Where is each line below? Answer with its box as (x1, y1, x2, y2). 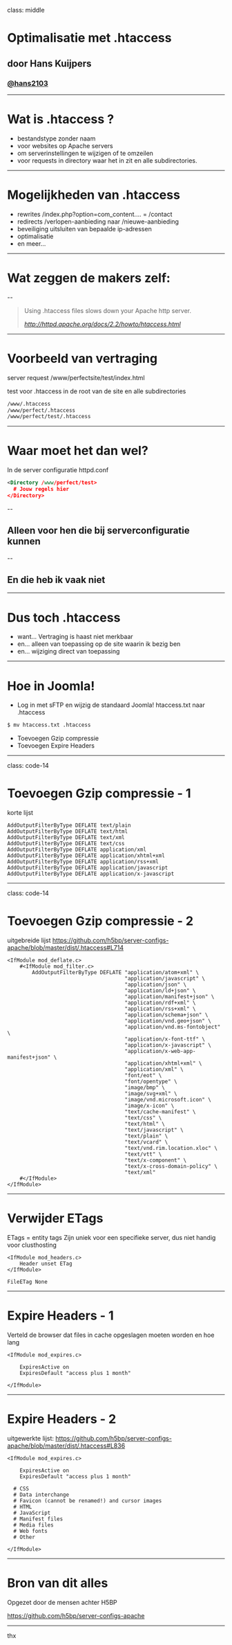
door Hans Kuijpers (7, 57, 92, 69)
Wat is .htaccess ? (7, 111, 115, 127)
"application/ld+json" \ (124, 987, 196, 994)
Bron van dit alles (7, 1575, 108, 1591)
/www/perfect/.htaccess (7, 406, 76, 414)
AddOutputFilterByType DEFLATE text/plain (7, 822, 131, 829)
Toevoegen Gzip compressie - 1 (7, 786, 191, 802)
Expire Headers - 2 (7, 1412, 117, 1427)
